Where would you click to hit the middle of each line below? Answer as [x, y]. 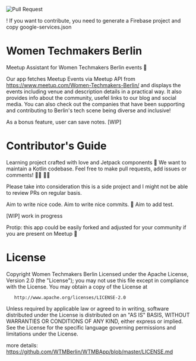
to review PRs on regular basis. [44, 192]
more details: [22, 345]
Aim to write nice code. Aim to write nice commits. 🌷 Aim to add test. [90, 204]
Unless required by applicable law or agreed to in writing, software [88, 308]
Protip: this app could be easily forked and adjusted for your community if [96, 227]
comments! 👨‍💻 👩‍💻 [28, 175]
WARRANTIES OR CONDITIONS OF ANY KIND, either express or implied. [94, 321]
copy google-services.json [39, 27]
